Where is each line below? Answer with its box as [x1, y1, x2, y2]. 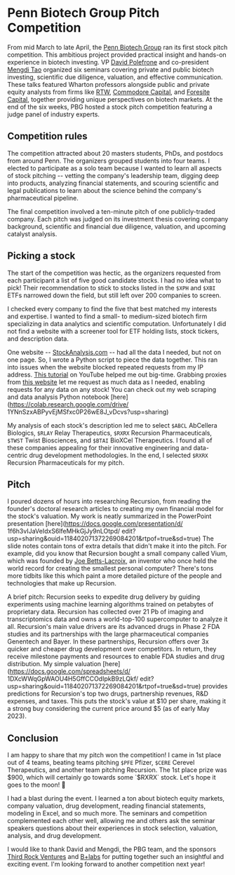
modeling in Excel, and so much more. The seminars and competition [7, 809, 207, 818]
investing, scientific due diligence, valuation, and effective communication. [7, 72, 223, 81]
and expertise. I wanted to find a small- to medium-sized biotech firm [7, 312, 208, 320]
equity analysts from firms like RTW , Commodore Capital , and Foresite [7, 88, 210, 96]
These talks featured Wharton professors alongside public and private [7, 80, 210, 88]
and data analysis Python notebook [7, 393, 109, 401]
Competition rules [7, 130, 88, 142]
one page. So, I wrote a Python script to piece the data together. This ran [7, 355, 218, 364]
